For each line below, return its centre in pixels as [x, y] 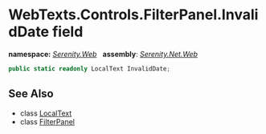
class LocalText [46, 113]
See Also [31, 94]
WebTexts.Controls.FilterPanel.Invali [133, 15]
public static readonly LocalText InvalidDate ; [90, 69]
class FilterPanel [47, 121]
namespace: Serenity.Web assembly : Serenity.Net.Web [103, 54]
